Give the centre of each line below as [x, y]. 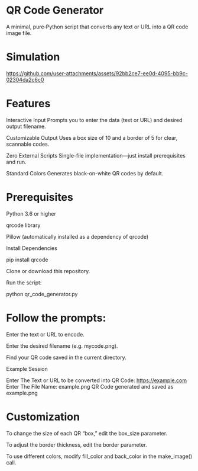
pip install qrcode [27, 259]
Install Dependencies [32, 248]
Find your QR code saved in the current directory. [66, 357]
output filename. [26, 126]
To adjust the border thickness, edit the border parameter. [77, 444]
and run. [16, 162]
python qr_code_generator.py [42, 294]
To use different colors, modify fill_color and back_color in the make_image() [99, 456]
